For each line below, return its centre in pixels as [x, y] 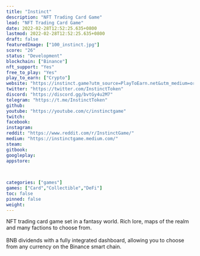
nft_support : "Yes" [30, 67]
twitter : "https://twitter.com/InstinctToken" [65, 89]
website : [17, 84]
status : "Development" [34, 56]
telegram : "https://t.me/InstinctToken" [57, 100]
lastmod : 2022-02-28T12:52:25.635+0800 [56, 34]
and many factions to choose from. [49, 228]
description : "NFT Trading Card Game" [54, 17]
